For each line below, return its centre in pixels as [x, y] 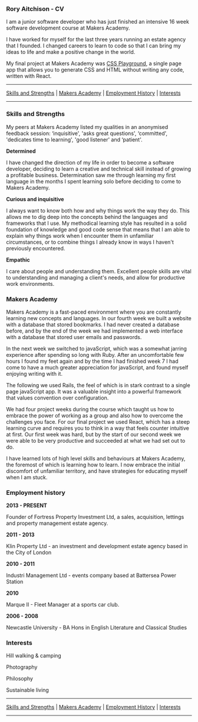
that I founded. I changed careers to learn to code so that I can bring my [94, 46]
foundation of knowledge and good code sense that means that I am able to [98, 229]
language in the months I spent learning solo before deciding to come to [94, 181]
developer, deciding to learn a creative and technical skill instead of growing [99, 169]
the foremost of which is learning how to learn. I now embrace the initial [93, 465]
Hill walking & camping [34, 656]
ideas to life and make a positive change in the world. [71, 52]
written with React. [29, 76]
